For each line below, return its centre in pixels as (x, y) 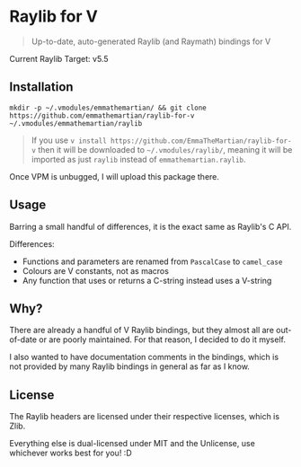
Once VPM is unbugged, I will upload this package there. (115, 176)
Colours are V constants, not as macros (95, 270)
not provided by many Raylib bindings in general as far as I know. (129, 366)
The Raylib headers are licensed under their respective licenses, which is (145, 417)
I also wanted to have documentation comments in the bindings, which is (144, 357)
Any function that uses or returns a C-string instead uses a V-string (147, 280)
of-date (23, 339)
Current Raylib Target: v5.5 (59, 58)
